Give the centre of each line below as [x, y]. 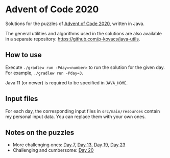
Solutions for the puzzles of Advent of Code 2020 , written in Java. [75, 24]
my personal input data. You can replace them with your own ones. [76, 117]
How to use [23, 55]
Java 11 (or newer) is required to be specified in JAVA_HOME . [67, 82]
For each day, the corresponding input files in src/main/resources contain [83, 111]
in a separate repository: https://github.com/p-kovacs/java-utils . [73, 39]
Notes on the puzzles [40, 132]
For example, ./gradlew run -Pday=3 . [44, 73]
